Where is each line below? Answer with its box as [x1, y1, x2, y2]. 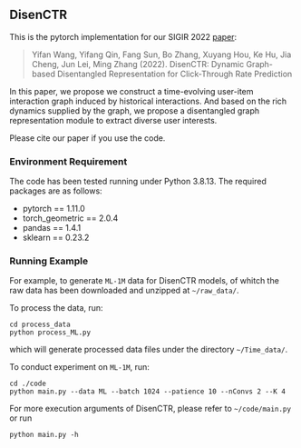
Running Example [9, 254, 89, 267]
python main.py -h [9, 431, 79, 440]
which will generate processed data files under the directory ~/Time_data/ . [9, 344, 288, 355]
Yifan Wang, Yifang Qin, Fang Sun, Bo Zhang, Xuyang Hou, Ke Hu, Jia [31, 49, 292, 60]
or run [9, 413, 33, 423]
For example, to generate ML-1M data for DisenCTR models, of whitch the [9, 275, 279, 286]
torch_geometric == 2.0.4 [22, 213, 119, 224]
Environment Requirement [9, 154, 128, 167]
